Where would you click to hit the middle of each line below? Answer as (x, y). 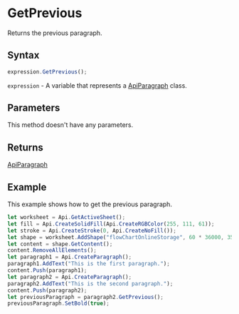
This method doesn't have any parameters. (70, 125)
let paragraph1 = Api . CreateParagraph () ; (70, 257)
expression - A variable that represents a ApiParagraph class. (97, 85)
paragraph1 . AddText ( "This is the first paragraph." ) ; (89, 264)
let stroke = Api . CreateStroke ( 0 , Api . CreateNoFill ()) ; (92, 231)
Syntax (23, 55)
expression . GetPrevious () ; (47, 72)
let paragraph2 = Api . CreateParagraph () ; (70, 277)
